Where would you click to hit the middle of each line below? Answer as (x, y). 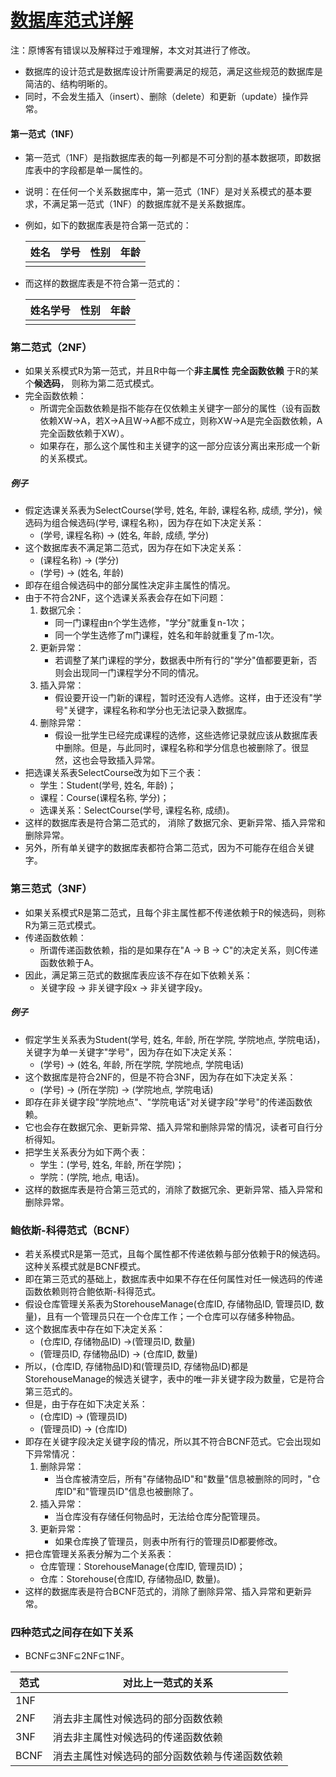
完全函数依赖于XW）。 (84, 433)
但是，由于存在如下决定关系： (86, 1403)
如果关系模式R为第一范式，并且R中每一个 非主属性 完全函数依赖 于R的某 (171, 371)
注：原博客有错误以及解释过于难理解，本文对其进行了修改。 (133, 50)
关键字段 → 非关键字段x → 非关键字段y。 (123, 987)
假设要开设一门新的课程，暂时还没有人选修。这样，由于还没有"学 (188, 698)
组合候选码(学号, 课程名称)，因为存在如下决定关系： (158, 523)
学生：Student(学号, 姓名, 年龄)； (108, 785)
